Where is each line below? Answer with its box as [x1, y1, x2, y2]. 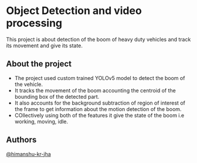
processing [6, 16, 63, 30]
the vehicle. [14, 81, 43, 88]
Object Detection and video [6, 4, 142, 18]
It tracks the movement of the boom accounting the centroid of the [14, 86, 176, 94]
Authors [6, 135, 37, 145]
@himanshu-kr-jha [6, 150, 51, 157]
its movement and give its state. [6, 42, 83, 49]
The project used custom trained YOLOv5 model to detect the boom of [14, 74, 185, 81]
